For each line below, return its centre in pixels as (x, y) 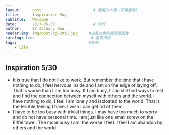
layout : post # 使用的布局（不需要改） (72, 10)
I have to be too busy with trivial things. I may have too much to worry (85, 112)
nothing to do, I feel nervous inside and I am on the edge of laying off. (85, 85)
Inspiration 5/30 (31, 68)
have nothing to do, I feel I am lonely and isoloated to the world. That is (86, 101)
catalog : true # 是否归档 (58, 38)
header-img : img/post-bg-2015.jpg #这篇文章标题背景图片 (67, 33)
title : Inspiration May (36, 15)
